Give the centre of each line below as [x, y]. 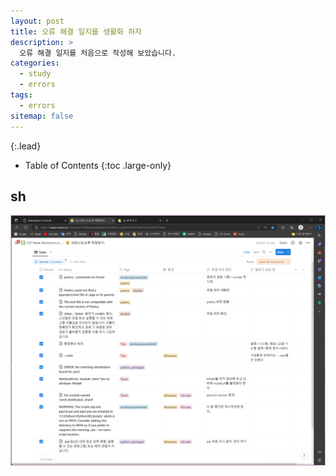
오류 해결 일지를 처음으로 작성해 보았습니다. [98, 53]
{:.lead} [26, 146]
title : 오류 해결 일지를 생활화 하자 [76, 31]
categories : [35, 63]
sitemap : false [42, 116]
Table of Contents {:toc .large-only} [98, 165]
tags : [21, 95]
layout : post [37, 21]
